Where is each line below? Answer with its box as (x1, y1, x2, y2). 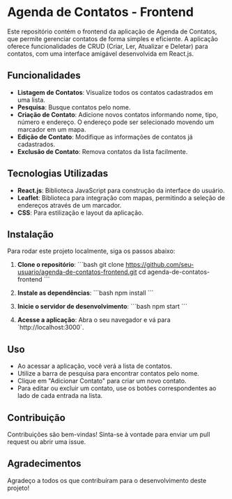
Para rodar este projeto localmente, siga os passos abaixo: (7, 247, 176, 255)
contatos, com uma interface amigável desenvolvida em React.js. (7, 49, 194, 58)
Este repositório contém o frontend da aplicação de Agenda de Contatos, (7, 27, 217, 36)
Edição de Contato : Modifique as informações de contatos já (17, 132, 193, 141)
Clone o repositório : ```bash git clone (17, 261, 124, 269)
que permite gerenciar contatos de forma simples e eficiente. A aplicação (7, 34, 218, 43)
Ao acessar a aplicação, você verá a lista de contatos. (17, 362, 173, 370)
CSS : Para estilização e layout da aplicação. (17, 208, 144, 217)
